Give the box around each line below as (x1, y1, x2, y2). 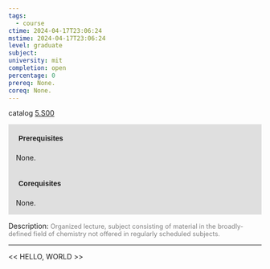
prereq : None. (8, 79, 56, 87)
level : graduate (8, 42, 63, 50)
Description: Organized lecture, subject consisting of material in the (8, 222, 217, 231)
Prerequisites (18, 134, 63, 143)
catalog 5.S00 (8, 108, 55, 118)
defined (8, 230, 32, 238)
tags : (8, 11, 27, 20)
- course (15, 19, 45, 27)
